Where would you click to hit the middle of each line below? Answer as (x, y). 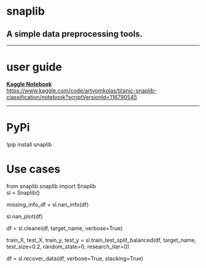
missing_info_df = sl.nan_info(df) (48, 204)
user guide (34, 67)
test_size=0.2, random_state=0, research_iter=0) (68, 247)
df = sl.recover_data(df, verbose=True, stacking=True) (75, 258)
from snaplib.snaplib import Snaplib (51, 186)
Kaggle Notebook (29, 84)
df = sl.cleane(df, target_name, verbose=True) (65, 228)
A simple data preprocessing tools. (74, 34)
